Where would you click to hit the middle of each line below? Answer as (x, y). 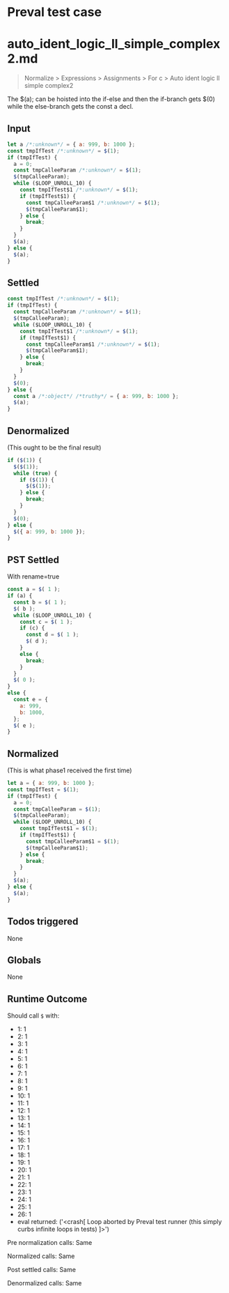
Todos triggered (43, 922)
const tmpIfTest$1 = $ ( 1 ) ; (59, 829)
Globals (24, 960)
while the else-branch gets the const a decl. (70, 107)
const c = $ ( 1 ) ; (46, 622)
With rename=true (33, 576)
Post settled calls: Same (42, 1270)
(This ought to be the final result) (54, 447)
